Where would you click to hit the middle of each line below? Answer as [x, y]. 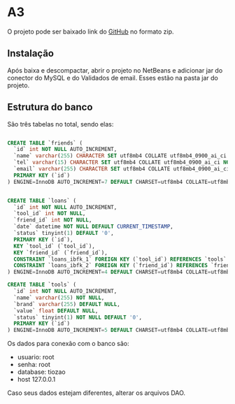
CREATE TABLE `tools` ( [42, 285]
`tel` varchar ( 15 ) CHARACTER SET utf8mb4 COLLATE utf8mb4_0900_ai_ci [117, 163]
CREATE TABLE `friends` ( [45, 143]
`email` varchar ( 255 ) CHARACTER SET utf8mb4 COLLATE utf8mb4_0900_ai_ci [122, 169]
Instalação [31, 53]
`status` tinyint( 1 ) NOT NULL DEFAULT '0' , [78, 317]
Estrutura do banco [50, 107]
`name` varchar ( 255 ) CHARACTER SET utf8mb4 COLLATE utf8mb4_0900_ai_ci [120, 156]
